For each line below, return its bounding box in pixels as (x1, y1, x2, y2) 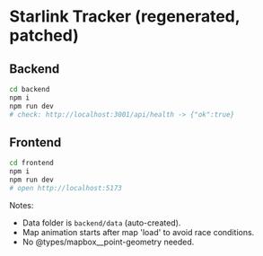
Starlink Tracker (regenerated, (9, 6, 241, 27)
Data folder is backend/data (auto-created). (22, 217, 181, 228)
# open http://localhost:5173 (9, 183, 123, 192)
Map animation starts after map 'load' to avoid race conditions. (22, 226, 255, 237)
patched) (9, 25, 79, 46)
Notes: (9, 199, 34, 210)
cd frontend (9, 159, 54, 168)
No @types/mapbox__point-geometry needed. (22, 236, 195, 247)
